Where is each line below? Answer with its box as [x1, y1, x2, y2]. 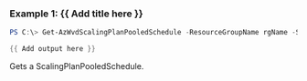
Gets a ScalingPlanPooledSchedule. [9, 61, 144, 72]
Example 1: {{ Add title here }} [9, 7, 143, 20]
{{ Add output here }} [9, 45, 96, 54]
